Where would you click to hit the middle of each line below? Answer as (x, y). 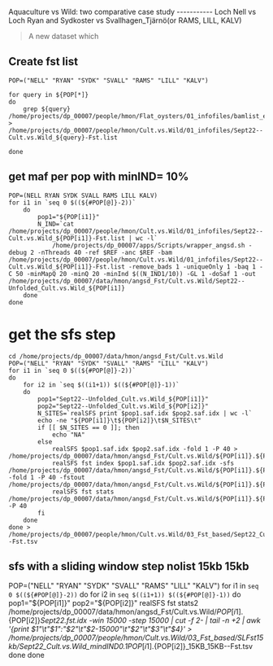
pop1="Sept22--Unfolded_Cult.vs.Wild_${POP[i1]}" (123, 399)
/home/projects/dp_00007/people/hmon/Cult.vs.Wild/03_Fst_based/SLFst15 (136, 638)
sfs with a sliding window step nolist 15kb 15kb (129, 566)
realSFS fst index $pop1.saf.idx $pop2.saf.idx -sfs (143, 463)
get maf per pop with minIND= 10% (99, 177)
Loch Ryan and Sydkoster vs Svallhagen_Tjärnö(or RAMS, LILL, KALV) (125, 20)
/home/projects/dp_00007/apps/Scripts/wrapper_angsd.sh (148, 245)
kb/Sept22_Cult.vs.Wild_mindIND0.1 (68, 646)
